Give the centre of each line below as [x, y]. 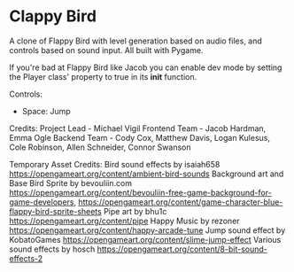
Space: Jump [46, 111]
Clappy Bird [53, 16]
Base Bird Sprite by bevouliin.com [71, 183]
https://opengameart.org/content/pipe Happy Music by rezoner [125, 221]
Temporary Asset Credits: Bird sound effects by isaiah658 [115, 164]
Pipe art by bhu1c [135, 211]
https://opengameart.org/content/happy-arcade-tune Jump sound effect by [147, 230]
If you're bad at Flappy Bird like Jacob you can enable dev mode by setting [146, 67]
